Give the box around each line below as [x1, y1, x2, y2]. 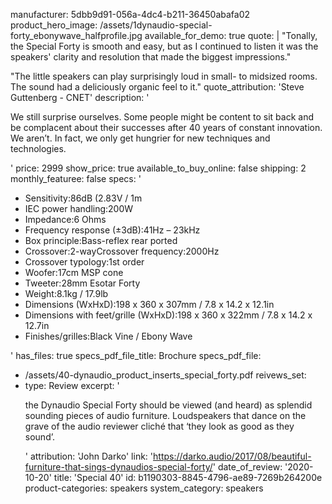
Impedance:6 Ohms [24, 214, 107, 225]
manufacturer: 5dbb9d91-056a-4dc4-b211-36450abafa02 [10, 9, 251, 20]
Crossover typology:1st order [24, 256, 145, 268]
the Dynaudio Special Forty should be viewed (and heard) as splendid [24, 399, 313, 411]
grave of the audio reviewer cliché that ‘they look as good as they [24, 420, 295, 432]
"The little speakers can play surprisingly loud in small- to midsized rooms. [10, 70, 318, 82]
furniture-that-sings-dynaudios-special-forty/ [24, 461, 213, 473]
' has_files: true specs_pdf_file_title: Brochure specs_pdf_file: [10, 350, 262, 361]
